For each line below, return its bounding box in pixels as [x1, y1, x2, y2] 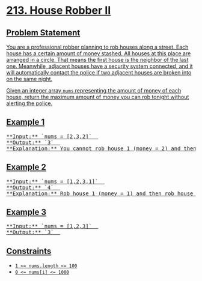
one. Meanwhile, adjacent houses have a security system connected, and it [6, 62, 194, 70]
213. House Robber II [6, 4, 111, 17]
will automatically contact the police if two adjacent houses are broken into [6, 69, 192, 76]
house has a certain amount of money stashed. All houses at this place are [6, 50, 191, 57]
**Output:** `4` [6, 184, 54, 191]
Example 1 [6, 117, 45, 127]
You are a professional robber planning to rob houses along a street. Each [6, 43, 189, 50]
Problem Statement [6, 28, 81, 38]
